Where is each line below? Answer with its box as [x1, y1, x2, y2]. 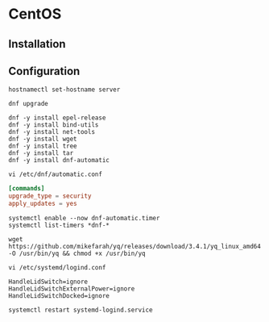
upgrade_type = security [8, 192, 92, 200]
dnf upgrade [8, 100, 48, 108]
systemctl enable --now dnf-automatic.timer [8, 215, 160, 223]
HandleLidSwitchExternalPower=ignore [8, 285, 135, 293]
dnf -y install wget [8, 135, 78, 144]
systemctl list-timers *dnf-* [8, 221, 110, 230]
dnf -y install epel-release [8, 114, 106, 122]
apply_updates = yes [8, 199, 78, 208]
